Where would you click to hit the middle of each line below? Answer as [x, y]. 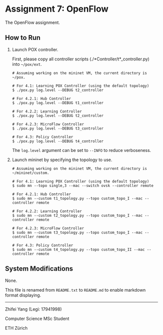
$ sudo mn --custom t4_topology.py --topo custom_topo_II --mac [78, 249]
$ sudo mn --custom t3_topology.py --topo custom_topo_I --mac [77, 232]
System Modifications [39, 269]
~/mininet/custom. [31, 173]
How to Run [23, 38]
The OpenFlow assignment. [33, 22]
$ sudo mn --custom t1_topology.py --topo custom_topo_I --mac [77, 198]
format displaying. [23, 295]
